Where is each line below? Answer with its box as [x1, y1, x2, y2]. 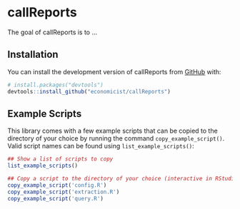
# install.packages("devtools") [7, 81, 104, 88]
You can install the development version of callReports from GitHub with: [7, 67, 221, 76]
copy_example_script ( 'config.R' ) [7, 181, 107, 189]
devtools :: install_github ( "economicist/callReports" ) [7, 88, 171, 95]
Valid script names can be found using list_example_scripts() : [7, 142, 194, 151]
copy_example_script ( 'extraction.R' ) [7, 188, 120, 195]
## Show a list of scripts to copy [7, 156, 114, 163]
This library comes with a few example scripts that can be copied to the [7, 126, 218, 136]
